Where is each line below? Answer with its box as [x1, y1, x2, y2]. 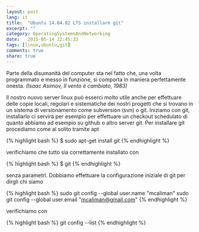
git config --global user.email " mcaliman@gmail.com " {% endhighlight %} [6, 196, 188, 203]
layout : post [6, 8, 39, 15]
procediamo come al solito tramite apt [6, 125, 99, 132]
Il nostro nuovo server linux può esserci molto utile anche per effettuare [6, 94, 182, 101]
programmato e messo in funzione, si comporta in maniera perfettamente [6, 76, 186, 83]
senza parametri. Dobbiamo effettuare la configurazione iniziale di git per [6, 171, 186, 179]
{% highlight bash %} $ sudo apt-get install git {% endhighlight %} [6, 137, 170, 144]
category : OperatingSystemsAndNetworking [6, 31, 111, 37]
